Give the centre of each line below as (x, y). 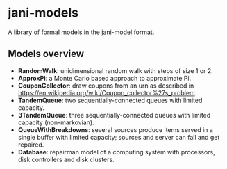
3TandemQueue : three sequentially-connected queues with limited (114, 115)
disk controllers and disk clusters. (66, 159)
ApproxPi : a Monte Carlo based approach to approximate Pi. (104, 78)
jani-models (43, 13)
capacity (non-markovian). (56, 122)
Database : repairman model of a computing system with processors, (117, 152)
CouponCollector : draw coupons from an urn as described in (106, 86)
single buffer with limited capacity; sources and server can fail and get (119, 137)
